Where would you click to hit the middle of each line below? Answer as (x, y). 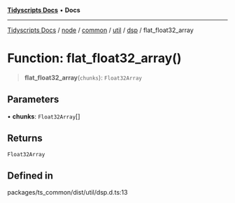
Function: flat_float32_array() (94, 58)
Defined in (30, 175)
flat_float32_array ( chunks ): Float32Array (83, 77)
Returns (25, 138)
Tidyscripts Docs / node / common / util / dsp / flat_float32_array (100, 30)
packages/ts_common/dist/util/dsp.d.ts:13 (67, 193)
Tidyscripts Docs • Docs (44, 10)
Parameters (33, 99)
